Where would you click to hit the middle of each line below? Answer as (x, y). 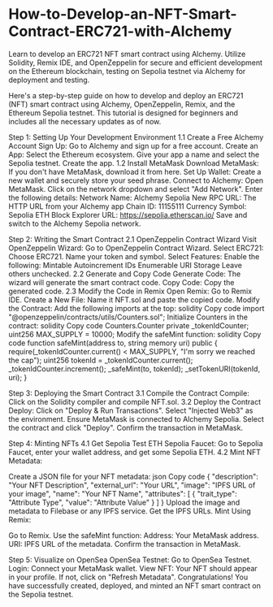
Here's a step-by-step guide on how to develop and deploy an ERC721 (126, 95)
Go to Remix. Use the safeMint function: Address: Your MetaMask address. (134, 535)
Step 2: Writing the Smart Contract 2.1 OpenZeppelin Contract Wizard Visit (133, 239)
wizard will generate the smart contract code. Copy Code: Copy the (121, 282)
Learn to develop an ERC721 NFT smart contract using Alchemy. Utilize (127, 54)
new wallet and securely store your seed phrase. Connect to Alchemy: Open (136, 180)
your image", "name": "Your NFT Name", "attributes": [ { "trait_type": (123, 493)
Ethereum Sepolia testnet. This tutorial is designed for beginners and (123, 113)
